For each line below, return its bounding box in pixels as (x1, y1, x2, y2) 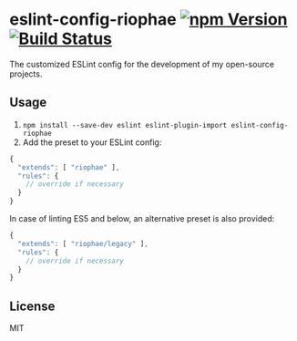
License (9, 298, 56, 314)
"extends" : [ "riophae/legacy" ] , (17, 239, 148, 248)
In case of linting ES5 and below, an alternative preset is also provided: (9, 213, 275, 223)
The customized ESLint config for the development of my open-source (9, 58, 275, 69)
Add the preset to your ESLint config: (22, 137, 162, 148)
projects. (9, 68, 43, 79)
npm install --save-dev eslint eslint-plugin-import (22, 120, 228, 129)
